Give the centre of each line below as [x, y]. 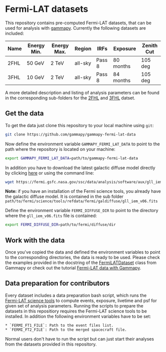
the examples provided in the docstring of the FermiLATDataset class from [81, 263]
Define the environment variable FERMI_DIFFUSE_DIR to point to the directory [82, 211]
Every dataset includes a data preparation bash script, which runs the [76, 295]
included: [15, 33]
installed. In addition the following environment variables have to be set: [78, 316]
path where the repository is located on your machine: [60, 149]
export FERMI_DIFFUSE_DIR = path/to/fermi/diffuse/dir [61, 225]
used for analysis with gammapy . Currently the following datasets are [76, 28]
